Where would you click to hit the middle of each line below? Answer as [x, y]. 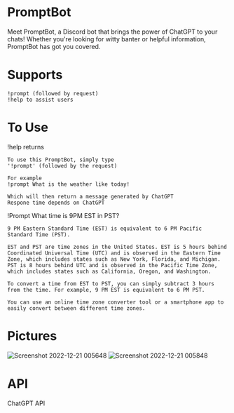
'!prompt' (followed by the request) [62, 165]
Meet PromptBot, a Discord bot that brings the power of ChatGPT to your [112, 32]
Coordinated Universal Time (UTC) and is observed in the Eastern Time [114, 253]
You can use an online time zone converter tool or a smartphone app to [116, 302]
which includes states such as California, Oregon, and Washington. [109, 271]
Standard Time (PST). [39, 235]
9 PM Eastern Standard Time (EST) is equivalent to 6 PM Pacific [104, 229]
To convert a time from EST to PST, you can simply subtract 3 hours [111, 284]
